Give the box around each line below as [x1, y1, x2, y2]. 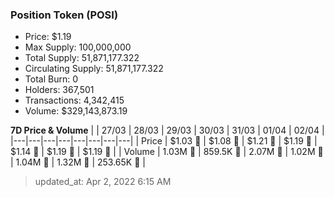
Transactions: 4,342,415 [24, 94, 125, 107]
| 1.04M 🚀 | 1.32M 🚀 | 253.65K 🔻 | [10, 156, 146, 168]
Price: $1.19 [24, 31, 72, 43]
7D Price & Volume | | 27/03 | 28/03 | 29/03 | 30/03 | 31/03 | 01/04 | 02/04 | [10, 124, 325, 137]
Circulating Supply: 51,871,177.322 [24, 63, 164, 75]
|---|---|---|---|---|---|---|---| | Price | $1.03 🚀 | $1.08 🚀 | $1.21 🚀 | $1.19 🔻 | [10, 135, 318, 147]
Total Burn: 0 [24, 73, 78, 85]
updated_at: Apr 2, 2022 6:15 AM [34, 176, 172, 188]
